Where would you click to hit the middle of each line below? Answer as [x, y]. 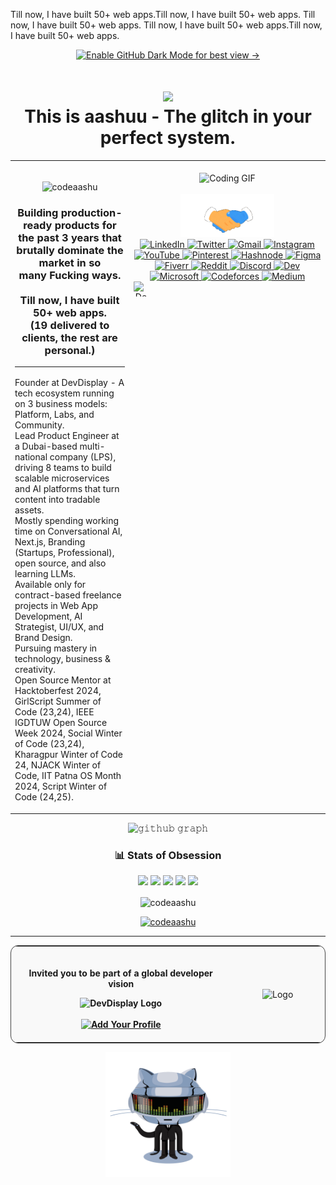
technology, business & [62, 659]
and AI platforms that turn [67, 489]
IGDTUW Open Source [61, 723]
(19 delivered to [69, 325]
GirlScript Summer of [58, 701]
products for [85, 225]
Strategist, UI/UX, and [59, 627]
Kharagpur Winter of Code [68, 755]
